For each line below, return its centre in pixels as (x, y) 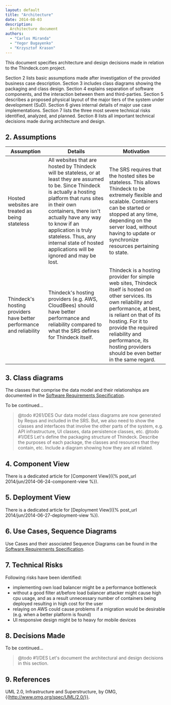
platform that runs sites (76, 198)
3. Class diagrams (34, 378)
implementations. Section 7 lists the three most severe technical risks (78, 110)
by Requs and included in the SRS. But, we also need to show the (86, 421)
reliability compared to (75, 324)
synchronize (124, 240)
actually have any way (75, 217)
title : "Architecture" (29, 15)
